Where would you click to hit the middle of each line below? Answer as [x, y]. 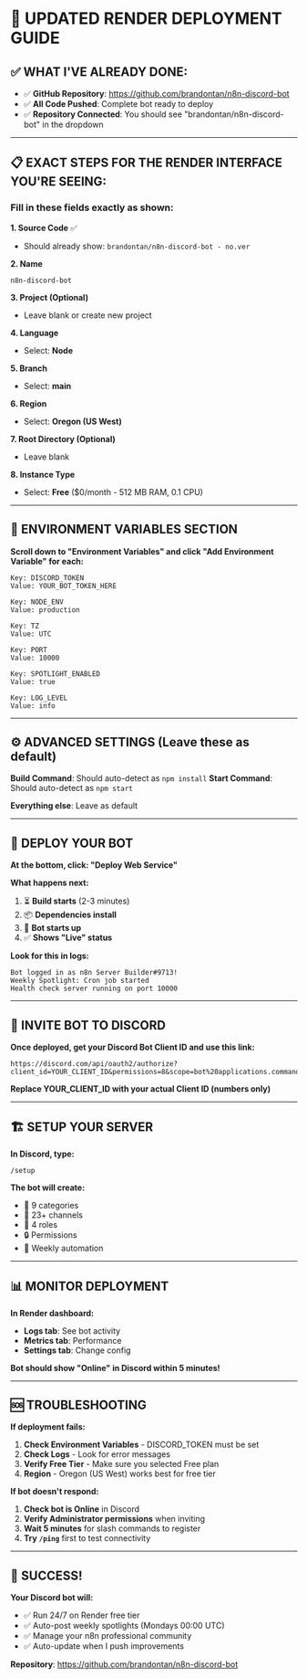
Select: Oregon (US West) [72, 421]
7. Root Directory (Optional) [63, 438]
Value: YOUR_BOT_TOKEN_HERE [64, 586]
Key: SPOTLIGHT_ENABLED [56, 674]
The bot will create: [48, 1188]
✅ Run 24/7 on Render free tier [82, 1615]
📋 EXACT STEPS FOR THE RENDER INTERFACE [147, 163]
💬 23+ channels [53, 1215]
